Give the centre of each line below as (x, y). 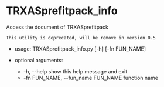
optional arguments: (39, 60)
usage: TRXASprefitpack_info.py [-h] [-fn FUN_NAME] (80, 49)
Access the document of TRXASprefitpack (57, 27)
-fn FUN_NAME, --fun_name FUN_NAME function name (90, 78)
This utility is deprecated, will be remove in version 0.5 (81, 38)
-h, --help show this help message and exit (75, 71)
